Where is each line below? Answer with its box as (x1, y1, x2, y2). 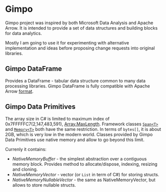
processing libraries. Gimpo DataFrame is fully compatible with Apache (5, 83, 150, 89)
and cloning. (12, 166, 38, 172)
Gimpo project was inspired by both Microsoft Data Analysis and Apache (5, 20, 154, 26)
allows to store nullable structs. (12, 182, 76, 188)
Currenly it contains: (5, 146, 47, 152)
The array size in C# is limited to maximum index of (5, 115, 110, 121)
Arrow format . (5, 88, 34, 94)
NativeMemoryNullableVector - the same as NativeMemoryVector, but (12, 177, 156, 183)
